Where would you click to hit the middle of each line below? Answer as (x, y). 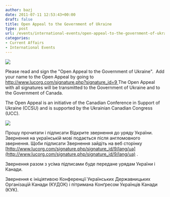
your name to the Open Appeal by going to (50, 77)
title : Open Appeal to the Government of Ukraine (59, 24)
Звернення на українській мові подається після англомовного (73, 138)
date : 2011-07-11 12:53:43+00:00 (40, 15)
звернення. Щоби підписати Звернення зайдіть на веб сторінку (74, 143)
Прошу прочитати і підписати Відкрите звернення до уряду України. (79, 132)
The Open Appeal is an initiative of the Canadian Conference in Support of (83, 103)
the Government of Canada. (34, 93)
